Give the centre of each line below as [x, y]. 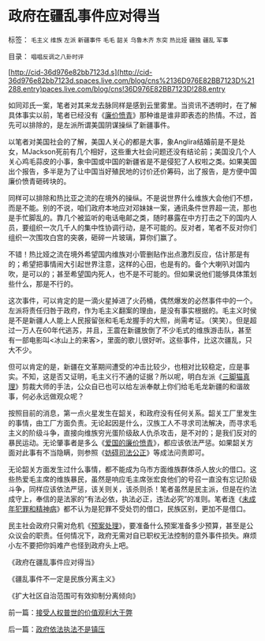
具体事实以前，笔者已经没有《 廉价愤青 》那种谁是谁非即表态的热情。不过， [129, 114]
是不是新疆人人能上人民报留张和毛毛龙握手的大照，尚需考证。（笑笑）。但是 [129, 320]
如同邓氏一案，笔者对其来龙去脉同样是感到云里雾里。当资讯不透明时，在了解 [132, 105]
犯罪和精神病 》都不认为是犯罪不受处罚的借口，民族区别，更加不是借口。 [132, 508]
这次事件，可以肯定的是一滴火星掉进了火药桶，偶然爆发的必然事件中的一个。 [132, 300]
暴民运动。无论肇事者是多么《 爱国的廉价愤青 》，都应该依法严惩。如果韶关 [127, 442]
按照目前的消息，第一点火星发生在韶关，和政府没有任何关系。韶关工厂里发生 [132, 413]
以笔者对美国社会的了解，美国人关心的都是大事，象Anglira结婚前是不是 [123, 141]
